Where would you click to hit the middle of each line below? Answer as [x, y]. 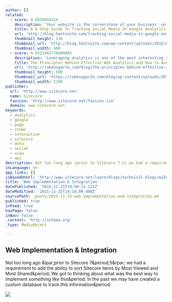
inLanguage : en [21, 167]
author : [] [17, 10]
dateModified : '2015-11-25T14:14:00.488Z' [51, 192]
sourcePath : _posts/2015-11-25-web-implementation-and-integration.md [82, 196]
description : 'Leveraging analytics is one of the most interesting [89, 58]
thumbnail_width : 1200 [39, 82]
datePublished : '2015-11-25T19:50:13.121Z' [52, 187]
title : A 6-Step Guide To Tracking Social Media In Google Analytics [90, 29]
